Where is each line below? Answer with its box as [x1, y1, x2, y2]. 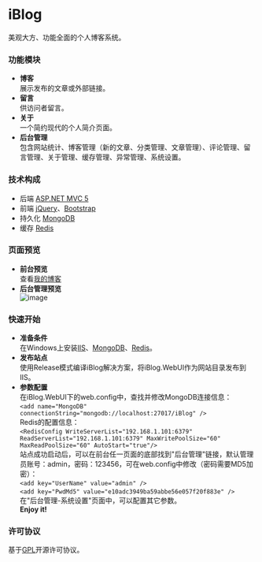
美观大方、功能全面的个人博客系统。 [8, 32, 126, 42]
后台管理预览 [19, 284, 61, 293]
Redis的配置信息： [19, 418, 80, 427]
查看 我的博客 [19, 274, 61, 283]
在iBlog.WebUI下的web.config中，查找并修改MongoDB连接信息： [19, 393, 232, 402]
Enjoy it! [19, 504, 47, 514]
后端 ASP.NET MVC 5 [19, 193, 89, 203]
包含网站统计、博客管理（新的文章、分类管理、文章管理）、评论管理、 [19, 143, 244, 152]
